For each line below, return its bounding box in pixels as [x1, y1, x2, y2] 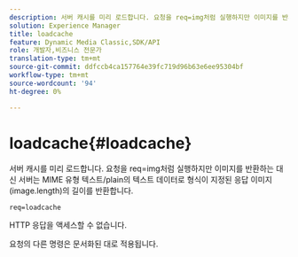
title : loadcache [9, 29, 74, 38]
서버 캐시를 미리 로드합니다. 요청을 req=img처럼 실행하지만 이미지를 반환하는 [9, 163, 275, 174]
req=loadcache [9, 203, 62, 213]
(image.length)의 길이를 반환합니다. [9, 185, 134, 196]
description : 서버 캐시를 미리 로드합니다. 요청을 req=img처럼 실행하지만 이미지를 [9, 12, 278, 22]
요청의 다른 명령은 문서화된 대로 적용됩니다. [9, 238, 159, 249]
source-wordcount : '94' [9, 79, 98, 88]
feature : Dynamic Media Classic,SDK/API [9, 37, 161, 47]
